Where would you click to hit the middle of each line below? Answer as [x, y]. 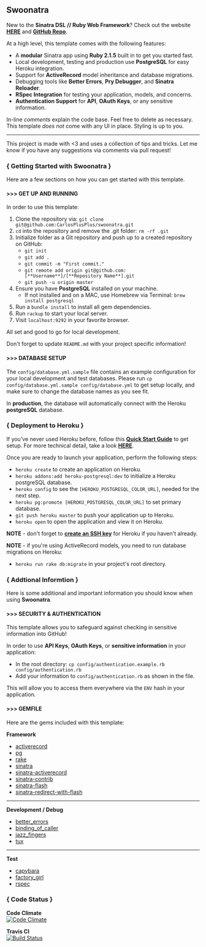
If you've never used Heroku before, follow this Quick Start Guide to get [97, 439]
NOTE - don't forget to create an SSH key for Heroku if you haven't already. [102, 533]
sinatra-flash [31, 785]
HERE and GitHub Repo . [37, 31]
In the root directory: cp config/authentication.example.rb [90, 664]
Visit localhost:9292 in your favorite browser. [72, 320]
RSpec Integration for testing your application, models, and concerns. [104, 94]
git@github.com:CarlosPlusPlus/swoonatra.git [74, 225]
